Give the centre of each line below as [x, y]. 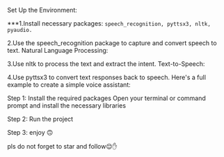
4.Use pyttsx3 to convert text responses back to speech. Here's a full [107, 77]
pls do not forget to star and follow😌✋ [62, 146]
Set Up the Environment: [42, 10]
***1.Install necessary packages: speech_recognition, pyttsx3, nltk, [109, 23]
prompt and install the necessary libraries [67, 106]
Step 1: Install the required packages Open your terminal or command [107, 98]
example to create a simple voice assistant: [69, 85]
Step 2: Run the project [40, 119]
